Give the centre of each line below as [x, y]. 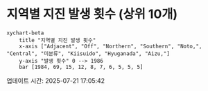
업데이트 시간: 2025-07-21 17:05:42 [56, 81]
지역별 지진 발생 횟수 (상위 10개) [92, 14]
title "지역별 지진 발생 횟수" [58, 40]
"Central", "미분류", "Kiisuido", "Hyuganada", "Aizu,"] [88, 53]
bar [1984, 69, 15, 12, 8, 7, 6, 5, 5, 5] [81, 67]
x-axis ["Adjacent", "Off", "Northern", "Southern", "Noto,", [111, 46]
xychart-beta [25, 33]
